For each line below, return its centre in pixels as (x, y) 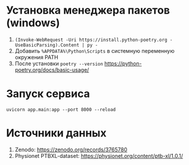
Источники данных (56, 133)
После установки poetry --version (59, 64)
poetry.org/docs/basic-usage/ (52, 69)
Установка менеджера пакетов (88, 10)
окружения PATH (36, 57)
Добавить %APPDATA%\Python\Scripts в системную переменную (94, 50)
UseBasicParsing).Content (47, 45)
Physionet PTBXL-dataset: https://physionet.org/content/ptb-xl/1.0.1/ (99, 156)
